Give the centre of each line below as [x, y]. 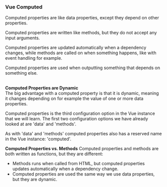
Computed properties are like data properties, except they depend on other [82, 18]
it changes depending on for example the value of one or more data [74, 98]
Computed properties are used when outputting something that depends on [83, 68]
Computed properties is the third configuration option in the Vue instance [80, 113]
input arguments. [23, 38]
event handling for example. [34, 58]
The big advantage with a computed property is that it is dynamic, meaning [82, 93]
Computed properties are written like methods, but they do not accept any [81, 33]
